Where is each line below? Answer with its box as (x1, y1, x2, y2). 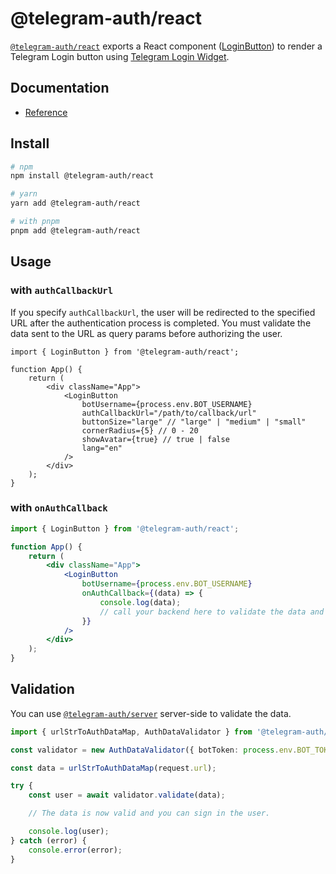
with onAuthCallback (10, 501, 108, 515)
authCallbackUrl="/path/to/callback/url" (81, 408, 257, 418)
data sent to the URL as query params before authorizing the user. (10, 327, 283, 339)
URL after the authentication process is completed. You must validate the (10, 317, 312, 329)
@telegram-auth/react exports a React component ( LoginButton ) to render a (10, 40, 323, 52)
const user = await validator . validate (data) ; (28, 790, 226, 801)
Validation (10, 681, 75, 698)
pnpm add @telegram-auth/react (10, 225, 141, 236)
